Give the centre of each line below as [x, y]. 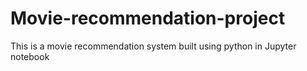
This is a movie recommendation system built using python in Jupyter [153, 46]
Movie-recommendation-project [148, 18]
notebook [30, 56]
